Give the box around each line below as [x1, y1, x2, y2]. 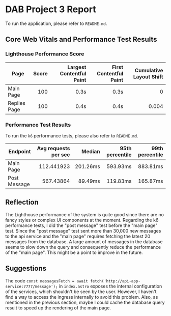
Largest [67, 64, 87, 71]
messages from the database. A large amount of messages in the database [5, 238, 163, 245]
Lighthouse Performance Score [5, 50, 84, 58]
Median [81, 148, 100, 155]
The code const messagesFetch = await [5, 277, 88, 283]
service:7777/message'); [5, 284, 58, 289]
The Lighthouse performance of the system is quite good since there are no [5, 211, 164, 217]
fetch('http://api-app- [90, 278, 141, 283]
